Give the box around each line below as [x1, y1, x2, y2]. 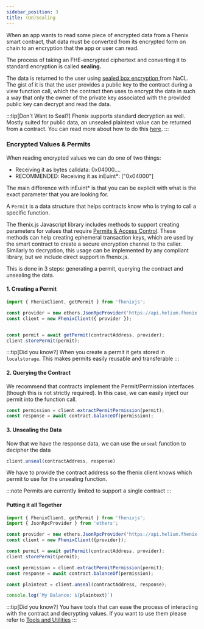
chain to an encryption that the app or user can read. [6, 44, 139, 52]
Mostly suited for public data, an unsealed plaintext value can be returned [6, 118, 192, 126]
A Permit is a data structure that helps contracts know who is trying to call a [6, 202, 197, 210]
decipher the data [6, 446, 51, 453]
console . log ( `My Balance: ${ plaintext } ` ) [6, 592, 113, 599]
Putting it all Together [6, 501, 62, 508]
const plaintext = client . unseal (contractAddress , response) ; [6, 581, 167, 588]
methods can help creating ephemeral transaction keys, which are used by [6, 233, 194, 241]
